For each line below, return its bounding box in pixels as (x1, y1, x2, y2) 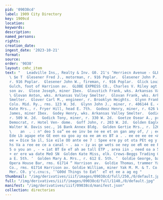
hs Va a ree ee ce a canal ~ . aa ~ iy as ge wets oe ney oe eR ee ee (9, 143, 155, 148)
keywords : (5, 25, 25, 30)
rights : (5, 39, 21, 44)
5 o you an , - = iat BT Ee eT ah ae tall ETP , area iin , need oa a (9, 147, 155, 152)
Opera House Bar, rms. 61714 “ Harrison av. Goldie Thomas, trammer (9, 161, 153, 166)
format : (5, 52, 21, 57)
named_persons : (5, 34, 36, 39)
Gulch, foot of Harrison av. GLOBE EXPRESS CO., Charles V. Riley (9, 83, 149, 89)
